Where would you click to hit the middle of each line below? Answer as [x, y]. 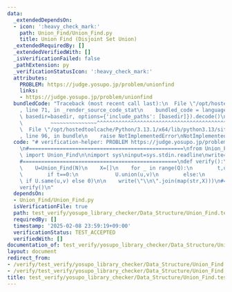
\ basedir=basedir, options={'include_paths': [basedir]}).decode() [120, 116]
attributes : [31, 78]
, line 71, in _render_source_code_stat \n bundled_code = [109, 110]
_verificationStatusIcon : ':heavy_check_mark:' [83, 71]
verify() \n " [37, 188]
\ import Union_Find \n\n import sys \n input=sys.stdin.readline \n [114, 155]
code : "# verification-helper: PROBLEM [71, 143]
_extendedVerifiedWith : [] [52, 53]
